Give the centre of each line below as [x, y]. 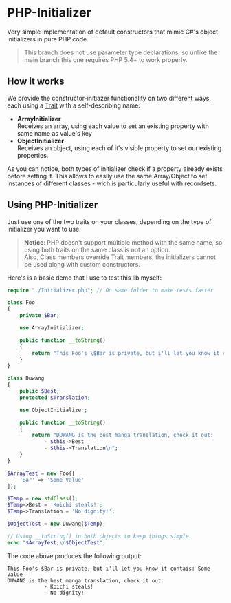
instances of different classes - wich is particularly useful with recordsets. [112, 183]
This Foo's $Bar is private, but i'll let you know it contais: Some [109, 569]
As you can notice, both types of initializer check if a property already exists [115, 168]
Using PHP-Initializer [53, 205]
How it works [36, 82]
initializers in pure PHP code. [48, 39]
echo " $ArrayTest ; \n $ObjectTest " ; [57, 542]
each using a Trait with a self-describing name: [74, 105]
